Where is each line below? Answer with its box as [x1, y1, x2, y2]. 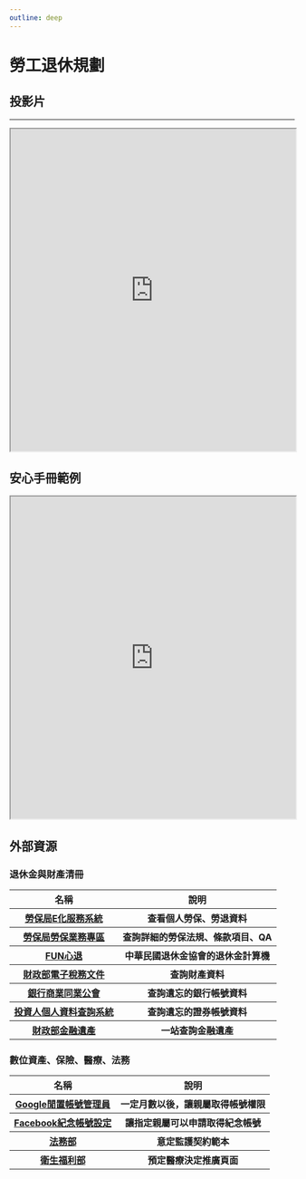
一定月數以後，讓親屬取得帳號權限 [120, 1098, 266, 1111]
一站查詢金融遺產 [160, 1025, 234, 1038]
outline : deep [9, 13, 63, 23]
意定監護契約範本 [157, 1136, 230, 1148]
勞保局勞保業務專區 [23, 931, 106, 943]
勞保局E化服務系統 [24, 913, 103, 925]
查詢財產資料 [169, 969, 225, 981]
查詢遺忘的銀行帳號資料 [147, 987, 247, 1000]
